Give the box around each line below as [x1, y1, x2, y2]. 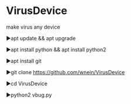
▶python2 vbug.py [6, 91, 52, 98]
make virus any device [6, 23, 60, 30]
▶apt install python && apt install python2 [6, 46, 106, 53]
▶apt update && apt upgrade [6, 34, 76, 41]
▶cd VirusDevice [6, 80, 48, 87]
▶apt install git [6, 57, 42, 64]
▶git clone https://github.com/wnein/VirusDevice [6, 68, 125, 75]
